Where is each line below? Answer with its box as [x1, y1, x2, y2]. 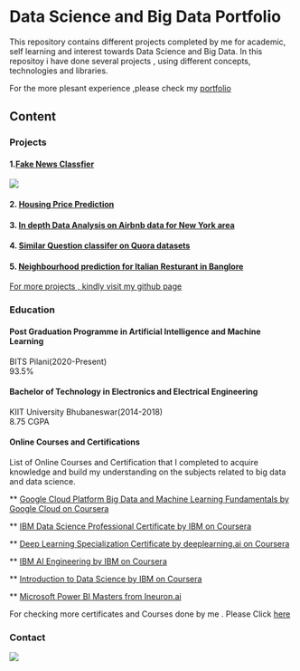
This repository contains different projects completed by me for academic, [9, 36, 286, 47]
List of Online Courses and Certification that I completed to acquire [9, 456, 259, 467]
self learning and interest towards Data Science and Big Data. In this [9, 45, 263, 56]
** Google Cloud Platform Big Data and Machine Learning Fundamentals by [9, 494, 289, 504]
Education [9, 303, 56, 316]
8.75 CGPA [9, 416, 50, 427]
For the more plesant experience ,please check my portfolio [9, 82, 232, 93]
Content [9, 109, 57, 124]
